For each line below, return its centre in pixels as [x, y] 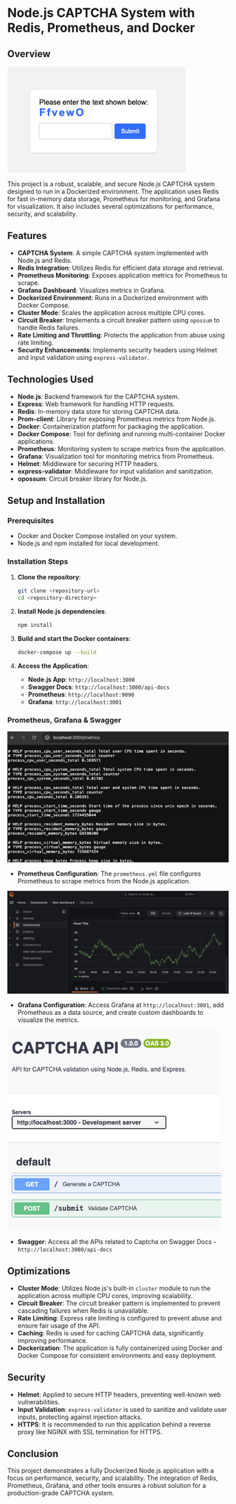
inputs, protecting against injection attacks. [80, 1417]
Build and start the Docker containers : [74, 639]
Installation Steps [38, 562]
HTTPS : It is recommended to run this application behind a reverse [114, 1424]
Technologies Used [50, 380]
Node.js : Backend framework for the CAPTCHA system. [98, 396]
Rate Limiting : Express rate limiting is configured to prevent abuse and [120, 1318]
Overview [29, 54]
